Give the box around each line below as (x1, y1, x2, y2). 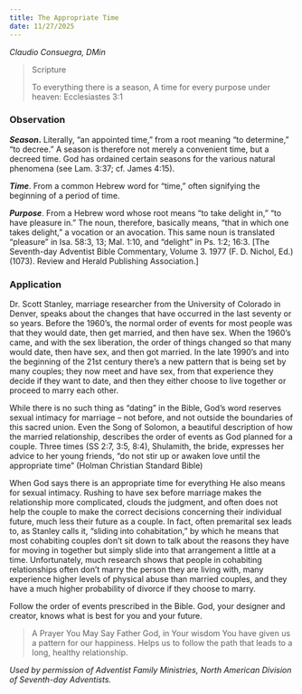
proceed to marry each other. (9, 385, 119, 396)
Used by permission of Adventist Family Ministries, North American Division (9, 665, 292, 676)
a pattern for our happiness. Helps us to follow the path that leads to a (31, 638, 293, 649)
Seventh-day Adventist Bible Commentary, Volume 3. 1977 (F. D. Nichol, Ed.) (9, 246, 294, 257)
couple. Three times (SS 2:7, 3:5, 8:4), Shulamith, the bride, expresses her (9, 441, 285, 452)
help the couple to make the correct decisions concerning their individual (9, 507, 282, 518)
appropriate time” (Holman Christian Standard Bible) (9, 460, 203, 471)
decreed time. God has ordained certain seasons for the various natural (9, 153, 276, 164)
